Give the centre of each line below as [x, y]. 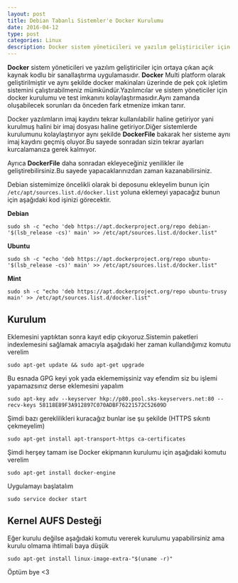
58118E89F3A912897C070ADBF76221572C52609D [103, 405]
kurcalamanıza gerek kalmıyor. [52, 149]
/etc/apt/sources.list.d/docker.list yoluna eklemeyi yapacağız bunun [114, 192]
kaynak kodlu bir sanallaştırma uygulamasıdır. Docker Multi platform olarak [117, 75]
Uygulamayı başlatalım [40, 486]
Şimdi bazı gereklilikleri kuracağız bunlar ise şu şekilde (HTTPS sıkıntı [109, 418]
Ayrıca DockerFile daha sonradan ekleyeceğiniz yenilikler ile [96, 163]
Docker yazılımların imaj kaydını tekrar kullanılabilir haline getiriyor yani [111, 119]
